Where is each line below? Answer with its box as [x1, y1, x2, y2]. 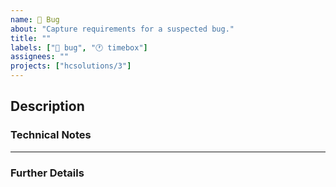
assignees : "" [10, 52, 70, 62]
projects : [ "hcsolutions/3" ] [10, 61, 132, 71]
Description [10, 98, 85, 115]
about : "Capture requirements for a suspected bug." [10, 24, 235, 34]
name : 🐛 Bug [10, 14, 60, 25]
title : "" [10, 33, 52, 43]
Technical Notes [10, 128, 92, 142]
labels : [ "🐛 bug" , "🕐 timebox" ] [10, 42, 148, 53]
